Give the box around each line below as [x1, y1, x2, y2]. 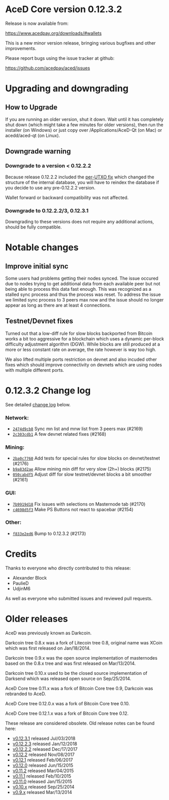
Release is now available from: [5, 20, 69, 26]
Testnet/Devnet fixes [5, 317, 73, 325]
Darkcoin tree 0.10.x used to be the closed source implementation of [5, 670, 148, 676]
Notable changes [5, 242, 79, 253]
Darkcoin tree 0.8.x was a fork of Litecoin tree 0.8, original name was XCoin [5, 639, 163, 645]
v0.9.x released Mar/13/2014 [12, 789, 72, 795]
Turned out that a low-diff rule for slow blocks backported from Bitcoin [5, 330, 153, 336]
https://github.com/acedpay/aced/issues [5, 65, 90, 71]
